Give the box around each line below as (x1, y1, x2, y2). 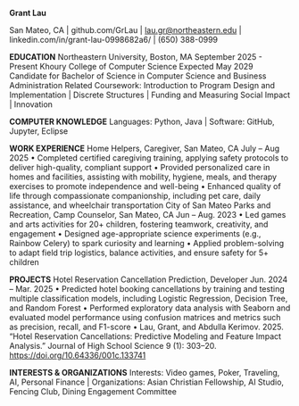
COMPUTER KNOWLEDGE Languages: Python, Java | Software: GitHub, (9, 116, 275, 127)
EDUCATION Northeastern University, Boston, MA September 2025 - (9, 52, 263, 62)
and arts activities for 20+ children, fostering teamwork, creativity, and (9, 219, 269, 229)
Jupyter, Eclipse (9, 126, 69, 137)
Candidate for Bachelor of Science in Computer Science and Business (9, 70, 267, 81)
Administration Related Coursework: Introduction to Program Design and (9, 80, 275, 90)
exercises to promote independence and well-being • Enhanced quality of (9, 181, 281, 191)
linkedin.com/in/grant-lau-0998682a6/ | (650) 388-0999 (9, 35, 219, 45)
